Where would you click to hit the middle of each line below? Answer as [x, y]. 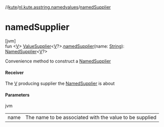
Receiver [14, 72]
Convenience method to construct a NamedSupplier [58, 61]
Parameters [17, 95]
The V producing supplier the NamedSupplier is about [60, 83]
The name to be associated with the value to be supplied [91, 118]
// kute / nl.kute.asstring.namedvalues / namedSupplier [58, 7]
